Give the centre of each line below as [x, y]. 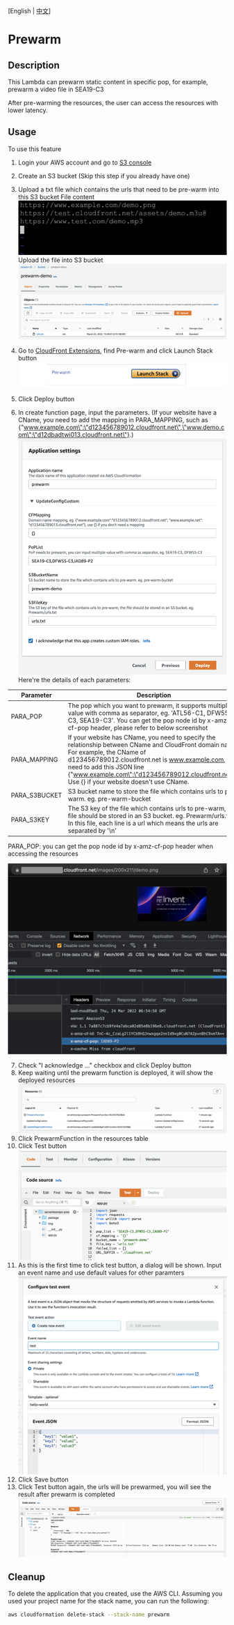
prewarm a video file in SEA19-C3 [56, 89]
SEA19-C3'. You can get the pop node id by [143, 720]
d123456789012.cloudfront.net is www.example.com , [147, 760]
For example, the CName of [107, 752]
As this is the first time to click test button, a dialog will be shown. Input [119, 1265]
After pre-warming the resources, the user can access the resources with [113, 103]
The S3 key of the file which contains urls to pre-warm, [147, 808]
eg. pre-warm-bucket [119, 799]
